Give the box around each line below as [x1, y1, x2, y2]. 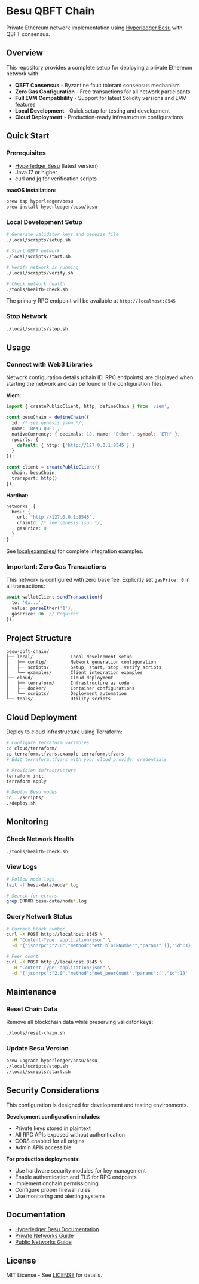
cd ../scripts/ [6, 795, 44, 801]
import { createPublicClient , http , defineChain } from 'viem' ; [6, 403, 170, 410]
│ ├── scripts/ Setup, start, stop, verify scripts [6, 664, 162, 670]
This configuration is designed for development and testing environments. [6, 1101, 188, 1108]
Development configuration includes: [6, 1113, 101, 1120]
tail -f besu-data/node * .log [6, 882, 79, 888]
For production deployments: [6, 1155, 81, 1162]
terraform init [6, 773, 44, 779]
